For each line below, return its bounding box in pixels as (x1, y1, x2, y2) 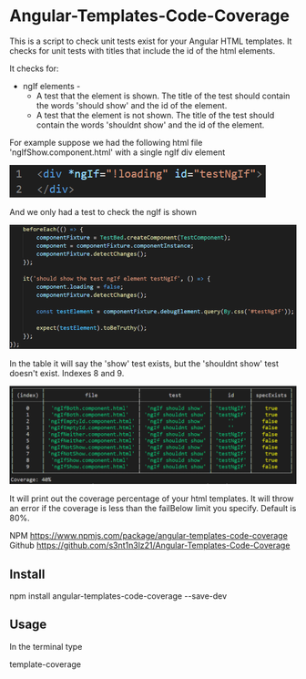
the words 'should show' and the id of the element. (36, 99, 228, 110)
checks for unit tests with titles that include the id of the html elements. (9, 45, 276, 56)
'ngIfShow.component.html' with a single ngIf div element (9, 147, 226, 158)
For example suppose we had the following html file (9, 137, 203, 148)
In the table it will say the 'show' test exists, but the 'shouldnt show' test (9, 358, 280, 369)
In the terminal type (9, 641, 83, 652)
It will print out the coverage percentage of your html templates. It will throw (9, 493, 294, 504)
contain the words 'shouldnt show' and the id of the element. (36, 119, 265, 130)
